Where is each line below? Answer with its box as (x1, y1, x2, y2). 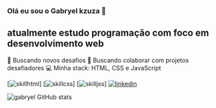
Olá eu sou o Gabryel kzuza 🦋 (7, 6, 106, 16)
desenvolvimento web (7, 38, 104, 50)
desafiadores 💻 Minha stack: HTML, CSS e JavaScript (7, 64, 161, 72)
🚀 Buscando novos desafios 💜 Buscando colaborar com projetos (7, 56, 189, 64)
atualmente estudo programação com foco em (7, 27, 209, 39)
